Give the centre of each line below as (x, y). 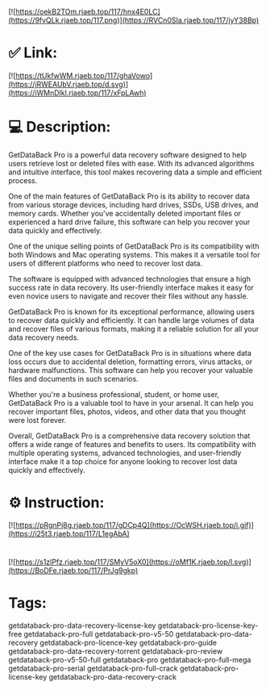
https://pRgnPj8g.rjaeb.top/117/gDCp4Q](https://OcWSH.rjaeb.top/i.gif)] (135, 525)
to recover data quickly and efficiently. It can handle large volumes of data (132, 320)
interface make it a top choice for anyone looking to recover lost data (123, 461)
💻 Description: (60, 127)
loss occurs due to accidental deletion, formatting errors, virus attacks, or (131, 362)
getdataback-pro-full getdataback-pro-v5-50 (99, 634)
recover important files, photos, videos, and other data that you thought (127, 412)
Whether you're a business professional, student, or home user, (114, 394)
